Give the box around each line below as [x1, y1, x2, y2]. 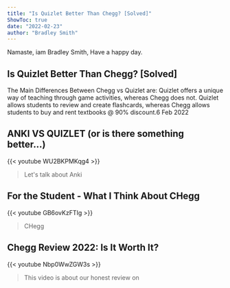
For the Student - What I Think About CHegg [7, 190, 200, 202]
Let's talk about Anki [23, 170, 82, 179]
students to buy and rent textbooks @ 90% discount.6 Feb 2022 [7, 108, 189, 117]
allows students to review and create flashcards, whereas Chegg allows [7, 101, 211, 109]
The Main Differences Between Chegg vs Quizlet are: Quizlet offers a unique [7, 87, 224, 95]
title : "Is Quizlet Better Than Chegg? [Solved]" [7, 10, 152, 17]
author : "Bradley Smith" [7, 29, 78, 36]
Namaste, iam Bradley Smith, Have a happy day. [7, 48, 143, 56]
